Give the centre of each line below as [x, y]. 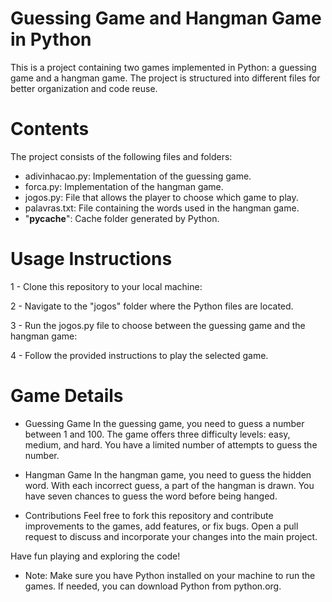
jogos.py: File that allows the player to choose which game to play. [161, 197]
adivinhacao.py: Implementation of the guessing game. [138, 176]
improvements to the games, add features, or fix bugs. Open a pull [161, 526]
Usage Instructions [91, 259]
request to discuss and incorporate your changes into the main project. [171, 536]
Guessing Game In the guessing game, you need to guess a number [164, 423]
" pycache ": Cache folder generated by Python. [122, 218]
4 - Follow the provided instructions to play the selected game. [139, 355]
